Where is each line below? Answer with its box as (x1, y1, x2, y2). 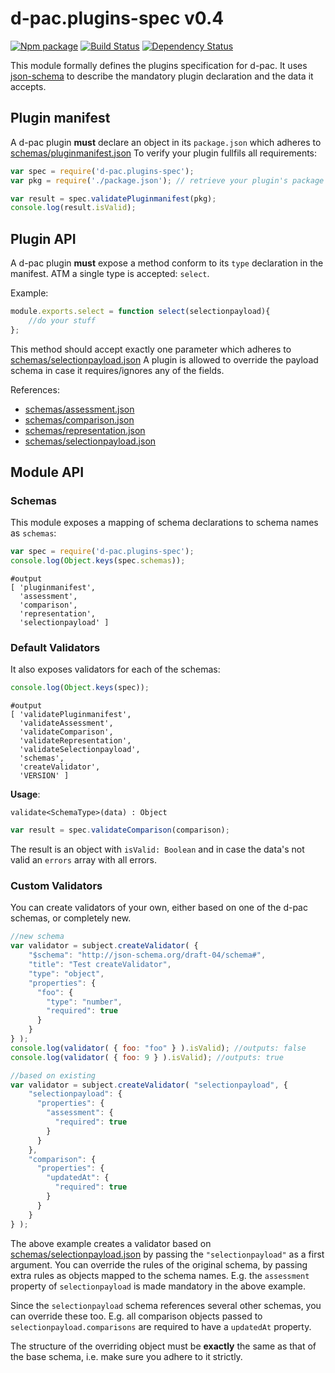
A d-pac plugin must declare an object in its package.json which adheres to (10, 136, 322, 148)
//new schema (10, 932, 65, 942)
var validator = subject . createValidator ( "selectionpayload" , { (10, 1080, 288, 1090)
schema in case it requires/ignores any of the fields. (10, 364, 225, 376)
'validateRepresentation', (19, 736, 132, 746)
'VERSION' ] (19, 771, 70, 781)
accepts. (10, 80, 47, 92)
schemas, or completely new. (10, 912, 132, 924)
